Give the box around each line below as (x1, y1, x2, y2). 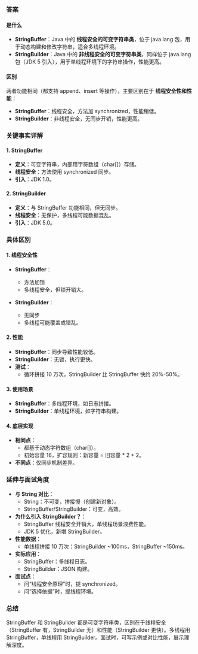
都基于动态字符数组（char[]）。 (23, 444, 100, 452)
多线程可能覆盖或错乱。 (23, 319, 82, 326)
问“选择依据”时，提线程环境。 (23, 588, 97, 595)
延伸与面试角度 (6, 476, 49, 484)
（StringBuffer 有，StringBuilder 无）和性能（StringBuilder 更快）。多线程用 (6, 626, 191, 633)
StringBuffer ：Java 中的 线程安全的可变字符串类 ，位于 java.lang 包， (14, 36, 185, 43)
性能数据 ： (14, 535, 42, 543)
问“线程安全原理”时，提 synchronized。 (23, 580, 121, 588)
